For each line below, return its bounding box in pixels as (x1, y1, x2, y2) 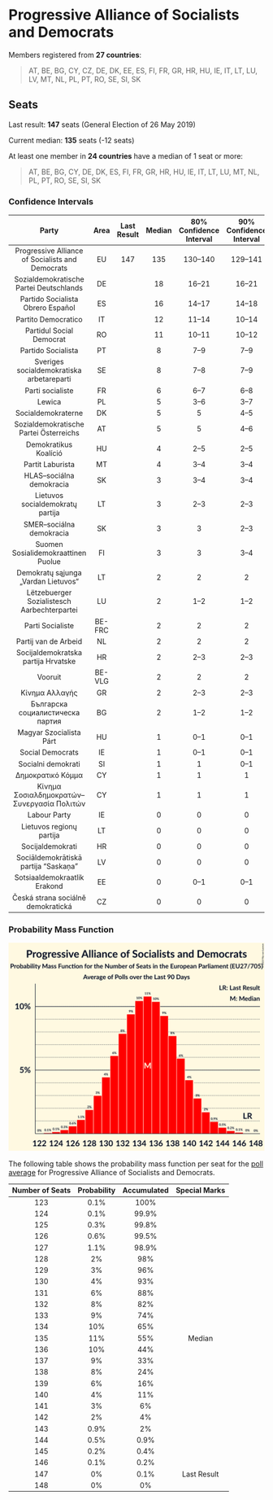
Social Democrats (19, 747, 79, 758)
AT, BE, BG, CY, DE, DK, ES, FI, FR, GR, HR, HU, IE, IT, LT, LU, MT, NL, (28, 167, 260, 177)
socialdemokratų (21, 499, 77, 509)
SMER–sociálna (23, 519, 76, 529)
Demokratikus (25, 440, 73, 449)
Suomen (35, 539, 63, 549)
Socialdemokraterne (15, 409, 84, 418)
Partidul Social (24, 326, 74, 335)
